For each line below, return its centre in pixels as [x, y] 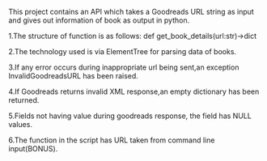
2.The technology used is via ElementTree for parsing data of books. [123, 51]
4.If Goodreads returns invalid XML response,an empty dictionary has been [134, 91]
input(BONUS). [33, 148]
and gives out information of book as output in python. [99, 20]
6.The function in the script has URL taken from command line [112, 140]
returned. [24, 100]
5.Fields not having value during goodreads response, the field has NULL [130, 116]
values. [20, 124]
